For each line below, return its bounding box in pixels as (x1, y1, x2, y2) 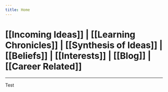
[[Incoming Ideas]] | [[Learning (5, 28, 136, 40)
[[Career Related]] (5, 60, 82, 72)
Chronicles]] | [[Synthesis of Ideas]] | (5, 39, 163, 50)
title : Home (5, 7, 30, 12)
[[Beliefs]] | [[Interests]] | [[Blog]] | (5, 50, 151, 61)
